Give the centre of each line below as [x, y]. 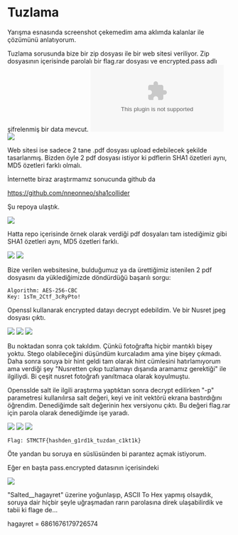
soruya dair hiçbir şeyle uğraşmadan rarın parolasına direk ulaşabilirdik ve [115, 502]
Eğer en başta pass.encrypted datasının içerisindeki [83, 467]
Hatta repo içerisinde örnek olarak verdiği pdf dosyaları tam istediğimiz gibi [117, 234]
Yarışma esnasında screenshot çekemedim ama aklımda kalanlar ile [106, 32]
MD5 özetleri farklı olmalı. [45, 165]
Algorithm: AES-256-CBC [43, 290]
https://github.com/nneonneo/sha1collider [69, 192]
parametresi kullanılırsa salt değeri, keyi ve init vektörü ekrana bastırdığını [115, 398]
